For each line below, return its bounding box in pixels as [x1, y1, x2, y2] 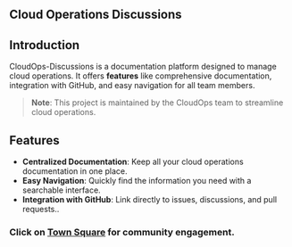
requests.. [21, 204, 60, 215]
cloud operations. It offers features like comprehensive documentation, [9, 70, 272, 81]
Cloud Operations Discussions [9, 7, 182, 22]
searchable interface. [21, 185, 101, 195]
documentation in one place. [21, 166, 128, 177]
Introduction [9, 37, 80, 53]
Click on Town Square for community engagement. [9, 226, 235, 238]
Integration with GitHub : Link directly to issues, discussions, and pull [21, 194, 278, 205]
